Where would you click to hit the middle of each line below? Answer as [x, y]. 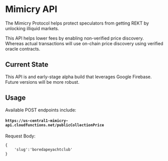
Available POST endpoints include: [41, 110]
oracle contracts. [23, 49]
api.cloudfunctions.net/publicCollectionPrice [55, 125]
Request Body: [20, 136]
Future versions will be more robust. [42, 82]
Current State [27, 64]
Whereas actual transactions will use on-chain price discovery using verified [84, 43]
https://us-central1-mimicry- [37, 121]
